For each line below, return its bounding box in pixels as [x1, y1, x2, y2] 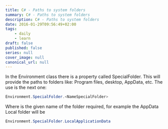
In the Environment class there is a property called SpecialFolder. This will [5, 73, 161, 80]
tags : [5, 27, 17, 32]
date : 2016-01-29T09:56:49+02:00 [5, 21, 77, 27]
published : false [5, 45, 42, 50]
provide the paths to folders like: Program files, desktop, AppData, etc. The [5, 79, 163, 85]
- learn [14, 36, 31, 41]
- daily [14, 31, 31, 36]
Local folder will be [5, 109, 45, 115]
